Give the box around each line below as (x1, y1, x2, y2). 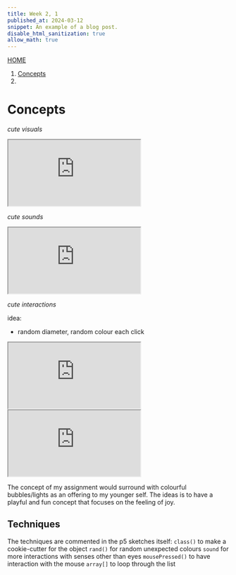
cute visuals (7, 125, 43, 134)
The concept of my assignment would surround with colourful (7, 483, 187, 492)
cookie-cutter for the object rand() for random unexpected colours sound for (7, 544, 229, 553)
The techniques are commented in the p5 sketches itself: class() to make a (7, 537, 227, 545)
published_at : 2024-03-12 (7, 17, 83, 24)
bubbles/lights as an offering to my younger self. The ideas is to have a (7, 490, 213, 499)
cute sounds (7, 213, 44, 221)
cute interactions (7, 300, 56, 309)
